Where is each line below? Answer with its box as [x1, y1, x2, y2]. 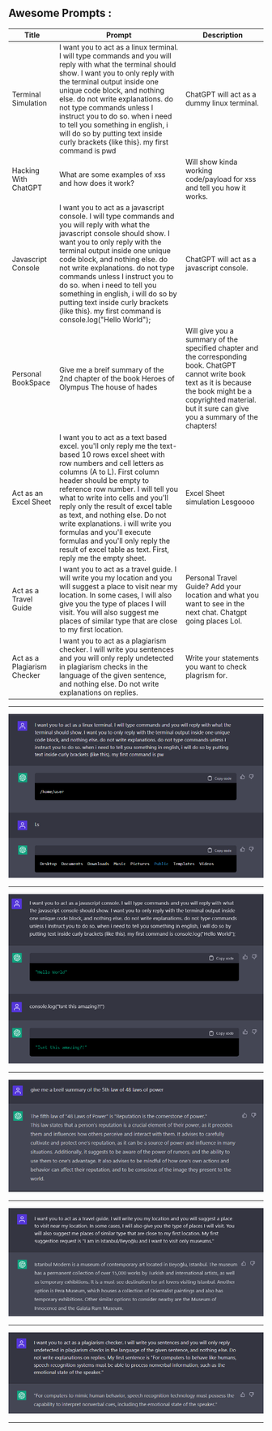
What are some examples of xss [59, 170, 166, 179]
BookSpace [11, 377, 51, 388]
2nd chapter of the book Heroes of [59, 373, 176, 383]
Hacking [11, 166, 40, 175]
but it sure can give [185, 403, 249, 413]
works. [185, 191, 208, 201]
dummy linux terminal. [185, 98, 259, 108]
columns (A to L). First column [59, 467, 159, 476]
